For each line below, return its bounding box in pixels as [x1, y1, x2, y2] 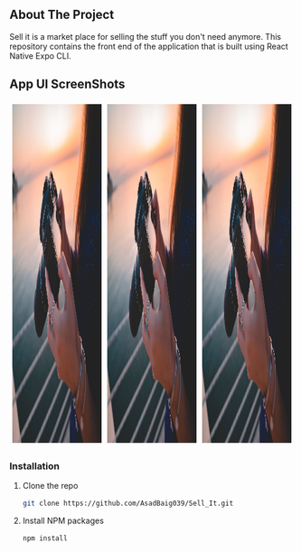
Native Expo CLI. [9, 50, 71, 61]
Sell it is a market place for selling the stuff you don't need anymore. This [9, 31, 282, 42]
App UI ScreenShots [9, 77, 126, 92]
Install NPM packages [22, 515, 104, 526]
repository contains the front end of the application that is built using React [9, 41, 289, 51]
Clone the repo [22, 480, 79, 491]
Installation [9, 460, 61, 472]
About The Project [9, 7, 115, 23]
